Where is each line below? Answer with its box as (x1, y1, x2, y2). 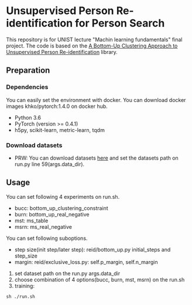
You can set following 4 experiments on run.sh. (6, 193, 120, 200)
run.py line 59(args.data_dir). (14, 160, 85, 168)
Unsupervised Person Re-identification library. (6, 48, 118, 55)
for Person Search (75, 16, 165, 30)
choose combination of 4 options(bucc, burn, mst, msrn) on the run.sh (14, 276, 185, 283)
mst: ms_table (14, 217, 49, 224)
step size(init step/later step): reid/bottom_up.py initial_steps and (14, 246, 171, 253)
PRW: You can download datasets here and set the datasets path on (14, 154, 179, 161)
